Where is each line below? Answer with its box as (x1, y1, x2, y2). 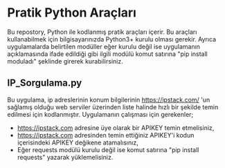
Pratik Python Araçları (7, 5, 137, 21)
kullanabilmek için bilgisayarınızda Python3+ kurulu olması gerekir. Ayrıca (7, 35, 217, 43)
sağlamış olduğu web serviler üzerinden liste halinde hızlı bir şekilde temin (7, 102, 219, 111)
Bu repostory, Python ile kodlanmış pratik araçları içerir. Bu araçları (7, 28, 197, 36)
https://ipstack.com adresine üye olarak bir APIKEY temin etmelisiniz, (17, 123, 215, 132)
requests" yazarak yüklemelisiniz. (17, 153, 114, 161)
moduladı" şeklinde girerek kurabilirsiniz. (7, 57, 123, 65)
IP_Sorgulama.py (7, 77, 82, 89)
